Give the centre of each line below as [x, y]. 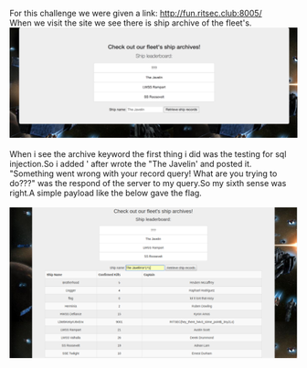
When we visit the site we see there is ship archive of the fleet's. [131, 23]
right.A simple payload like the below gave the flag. [106, 193]
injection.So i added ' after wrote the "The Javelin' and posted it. [131, 164]
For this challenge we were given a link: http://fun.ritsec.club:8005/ [136, 13]
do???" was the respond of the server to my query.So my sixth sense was [148, 184]
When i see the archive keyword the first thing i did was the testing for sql [148, 154]
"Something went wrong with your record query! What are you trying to [143, 173]
